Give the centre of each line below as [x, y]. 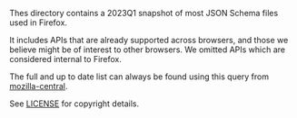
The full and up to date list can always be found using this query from [139, 77]
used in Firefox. [39, 23]
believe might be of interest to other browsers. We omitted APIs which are [148, 50]
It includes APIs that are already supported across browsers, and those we [149, 40]
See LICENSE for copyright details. [74, 104]
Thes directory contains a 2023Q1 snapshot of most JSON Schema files [144, 13]
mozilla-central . [39, 86]
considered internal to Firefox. [66, 59]
